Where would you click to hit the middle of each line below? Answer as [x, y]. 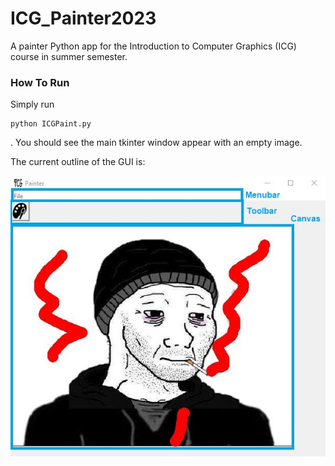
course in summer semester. [69, 56]
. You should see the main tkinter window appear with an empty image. [156, 143]
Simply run [32, 104]
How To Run [40, 82]
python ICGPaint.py [51, 124]
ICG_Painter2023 [83, 18]
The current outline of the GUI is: [78, 162]
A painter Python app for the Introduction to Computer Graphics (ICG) [153, 46]
